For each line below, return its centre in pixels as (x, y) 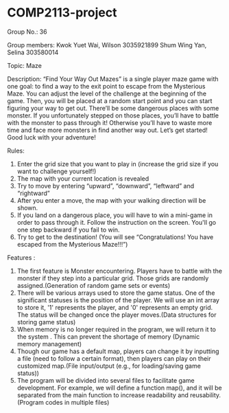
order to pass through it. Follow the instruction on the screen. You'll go (117, 222)
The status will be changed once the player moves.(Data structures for (117, 315)
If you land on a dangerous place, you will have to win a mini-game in (115, 215)
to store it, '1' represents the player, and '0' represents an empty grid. (115, 307)
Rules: (16, 150)
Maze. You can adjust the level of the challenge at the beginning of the (107, 93)
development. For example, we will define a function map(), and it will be (120, 388)
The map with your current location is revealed (83, 178)
